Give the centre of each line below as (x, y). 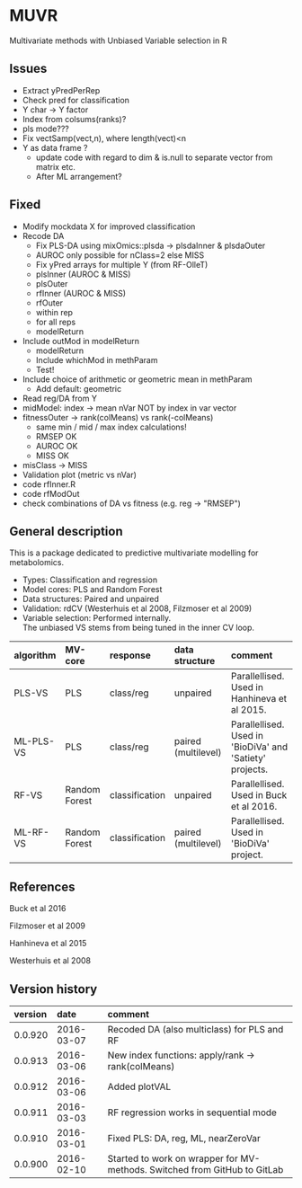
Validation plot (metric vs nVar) (80, 474)
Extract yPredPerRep (61, 90)
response (130, 655)
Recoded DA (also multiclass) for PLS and (195, 1029)
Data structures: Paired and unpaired (90, 599)
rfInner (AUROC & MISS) (81, 293)
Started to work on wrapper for (173, 1158)
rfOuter (49, 303)
